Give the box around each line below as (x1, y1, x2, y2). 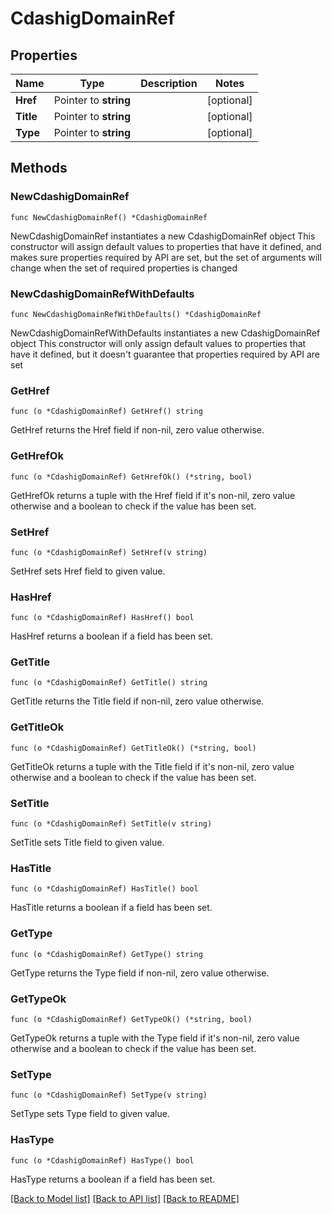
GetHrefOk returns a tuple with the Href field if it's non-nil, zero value (10, 489, 296, 501)
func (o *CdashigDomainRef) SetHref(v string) (10, 547, 208, 557)
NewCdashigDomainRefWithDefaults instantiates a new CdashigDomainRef (10, 327, 321, 339)
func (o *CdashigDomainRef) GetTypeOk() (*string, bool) (10, 1014, 253, 1024)
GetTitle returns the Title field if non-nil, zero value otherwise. (10, 695, 265, 707)
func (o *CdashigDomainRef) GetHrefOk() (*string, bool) (10, 472, 253, 482)
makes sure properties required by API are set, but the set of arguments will (10, 251, 322, 263)
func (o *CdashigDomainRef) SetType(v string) (10, 1090, 208, 1101)
